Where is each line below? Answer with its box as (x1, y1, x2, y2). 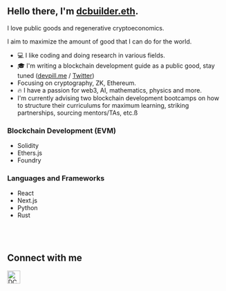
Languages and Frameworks (7, 173, 105, 183)
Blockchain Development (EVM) (7, 126, 116, 135)
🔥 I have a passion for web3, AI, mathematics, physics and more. (17, 86, 203, 94)
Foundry (17, 156, 41, 165)
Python (17, 204, 38, 212)
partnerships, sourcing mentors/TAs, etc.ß (17, 109, 138, 117)
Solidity (17, 142, 39, 150)
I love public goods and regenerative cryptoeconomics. (7, 24, 164, 32)
